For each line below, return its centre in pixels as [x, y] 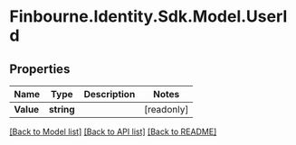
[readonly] [166, 109]
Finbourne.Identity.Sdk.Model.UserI [148, 17]
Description [110, 94]
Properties [40, 69]
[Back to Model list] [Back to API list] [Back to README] [113, 131]
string [62, 109]
